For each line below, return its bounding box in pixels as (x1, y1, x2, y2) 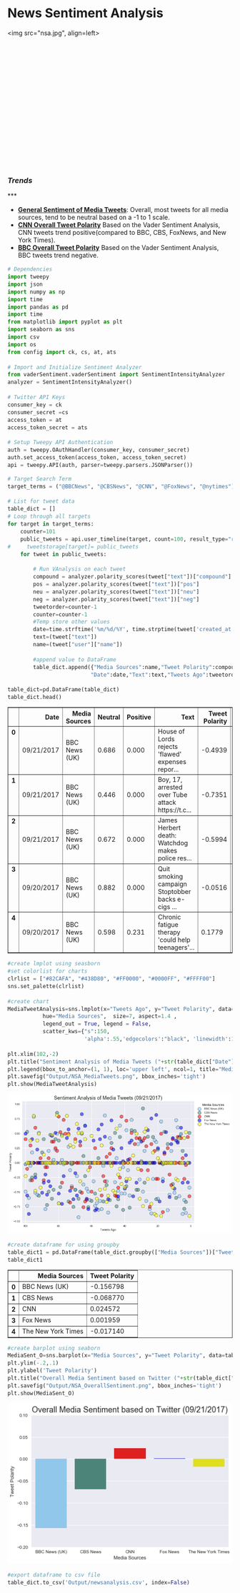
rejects (157, 742, 179, 750)
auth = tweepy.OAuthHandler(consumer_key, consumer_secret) (7, 446, 191, 454)
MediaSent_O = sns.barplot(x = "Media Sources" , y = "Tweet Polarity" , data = (7, 1352, 225, 1360)
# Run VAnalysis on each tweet (33, 566, 126, 573)
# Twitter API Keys (7, 394, 66, 401)
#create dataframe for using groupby (7, 1241, 120, 1248)
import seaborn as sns (7, 326, 75, 333)
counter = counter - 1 (33, 610, 88, 618)
